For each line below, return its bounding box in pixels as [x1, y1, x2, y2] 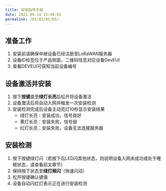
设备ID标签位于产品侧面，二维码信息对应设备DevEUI [12, 57, 120, 63]
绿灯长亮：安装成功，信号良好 [19, 112, 81, 118]
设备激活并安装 [5, 79, 51, 88]
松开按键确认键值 [12, 174, 48, 180]
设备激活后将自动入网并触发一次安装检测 [12, 100, 96, 106]
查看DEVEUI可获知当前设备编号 [12, 63, 77, 69]
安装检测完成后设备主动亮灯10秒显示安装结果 [12, 106, 105, 112]
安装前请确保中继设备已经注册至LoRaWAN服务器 [12, 51, 112, 57]
